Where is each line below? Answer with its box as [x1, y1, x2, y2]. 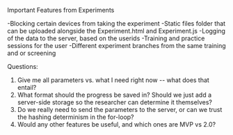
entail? [17, 84, 37, 91]
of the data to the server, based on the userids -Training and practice [7, 34, 205, 42]
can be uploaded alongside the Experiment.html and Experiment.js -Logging [7, 27, 226, 35]
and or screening [7, 49, 56, 57]
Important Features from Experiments [7, 6, 115, 14]
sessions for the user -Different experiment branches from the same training [7, 42, 226, 49]
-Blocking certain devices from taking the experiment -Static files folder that [7, 19, 226, 27]
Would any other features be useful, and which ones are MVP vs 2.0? [17, 120, 216, 128]
